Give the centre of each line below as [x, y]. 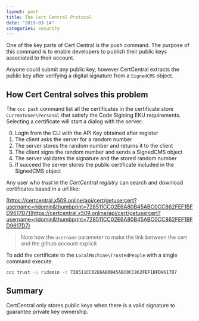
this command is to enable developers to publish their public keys [87, 52]
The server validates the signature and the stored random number [96, 158]
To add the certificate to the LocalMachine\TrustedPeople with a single [92, 255]
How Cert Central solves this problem [77, 94]
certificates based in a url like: [43, 189]
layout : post [22, 12]
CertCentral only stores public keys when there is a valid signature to [91, 305]
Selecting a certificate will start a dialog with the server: [74, 121]
